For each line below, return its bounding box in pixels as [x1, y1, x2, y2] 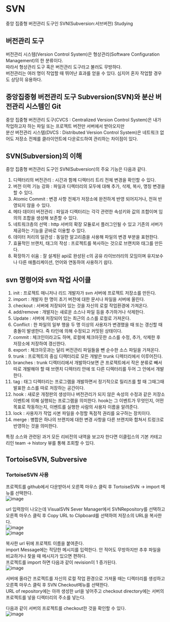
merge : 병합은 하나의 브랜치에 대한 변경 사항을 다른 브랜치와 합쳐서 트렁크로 [13, 416, 164, 423]
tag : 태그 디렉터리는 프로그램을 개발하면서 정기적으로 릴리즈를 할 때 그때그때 [13, 378, 164, 385]
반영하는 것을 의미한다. [13, 423, 58, 429]
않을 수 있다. [26, 202, 51, 208]
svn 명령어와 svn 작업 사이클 [6, 276, 91, 284]
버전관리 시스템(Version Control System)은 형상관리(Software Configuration [6, 51, 160, 57]
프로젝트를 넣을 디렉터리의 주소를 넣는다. [6, 594, 86, 600]
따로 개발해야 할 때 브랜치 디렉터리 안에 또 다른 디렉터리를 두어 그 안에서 [13, 366, 155, 372]
